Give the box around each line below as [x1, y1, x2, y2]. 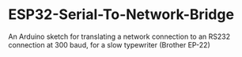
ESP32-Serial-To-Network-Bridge [8, 6, 235, 24]
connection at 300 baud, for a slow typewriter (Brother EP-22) [8, 40, 211, 49]
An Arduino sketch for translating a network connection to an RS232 [8, 32, 231, 41]
